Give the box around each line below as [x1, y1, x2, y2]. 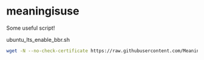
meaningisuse [6, 4, 80, 18]
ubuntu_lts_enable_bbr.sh [6, 36, 70, 43]
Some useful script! [6, 24, 55, 32]
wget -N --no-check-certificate [6, 47, 88, 54]
